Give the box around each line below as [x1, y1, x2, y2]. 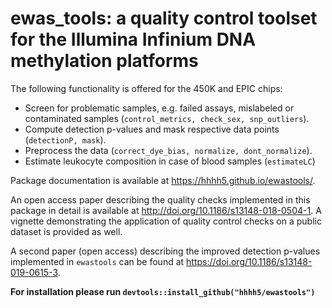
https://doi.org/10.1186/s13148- [186, 255, 313, 267]
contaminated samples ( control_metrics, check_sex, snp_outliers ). [24, 112, 310, 124]
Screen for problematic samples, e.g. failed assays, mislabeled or [24, 102, 295, 114]
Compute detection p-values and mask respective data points [24, 123, 280, 135]
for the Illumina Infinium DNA [10, 28, 257, 51]
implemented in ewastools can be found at [10, 255, 185, 267]
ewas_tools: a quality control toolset [10, 7, 318, 30]
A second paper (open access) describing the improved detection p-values [10, 245, 321, 257]
